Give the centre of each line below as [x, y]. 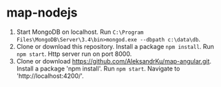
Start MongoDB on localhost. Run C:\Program [80, 32]
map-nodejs [42, 13]
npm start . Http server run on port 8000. [74, 54]
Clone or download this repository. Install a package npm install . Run [115, 46]
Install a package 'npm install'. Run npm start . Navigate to [98, 68]
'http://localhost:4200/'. [50, 76]
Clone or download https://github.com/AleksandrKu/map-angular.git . [114, 61]
